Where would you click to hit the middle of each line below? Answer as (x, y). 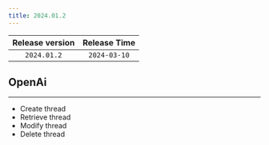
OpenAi (28, 82)
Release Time (109, 42)
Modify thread (43, 126)
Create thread (43, 109)
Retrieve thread (45, 117)
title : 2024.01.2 (37, 16)
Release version (44, 42)
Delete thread (42, 134)
